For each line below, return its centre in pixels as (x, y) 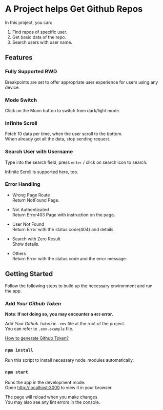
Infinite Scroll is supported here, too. (42, 172)
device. (12, 87)
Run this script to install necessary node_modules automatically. (70, 360)
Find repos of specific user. (40, 32)
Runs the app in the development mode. (45, 382)
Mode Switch (21, 100)
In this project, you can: (29, 22)
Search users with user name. (42, 42)
